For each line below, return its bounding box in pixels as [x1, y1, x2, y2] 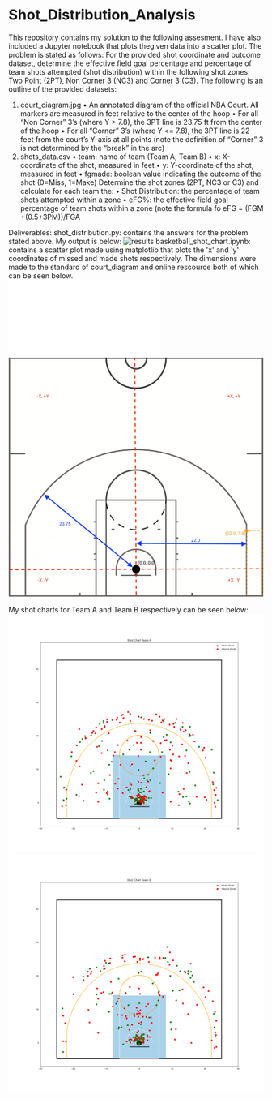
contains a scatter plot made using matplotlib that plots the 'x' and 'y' [8, 245, 240, 255]
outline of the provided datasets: [8, 84, 117, 94]
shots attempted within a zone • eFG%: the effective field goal [19, 195, 228, 204]
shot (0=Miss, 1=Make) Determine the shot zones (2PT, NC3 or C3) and [19, 177, 259, 187]
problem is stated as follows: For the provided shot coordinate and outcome [8, 49, 261, 59]
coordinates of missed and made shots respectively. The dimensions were [8, 253, 257, 263]
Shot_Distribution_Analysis [8, 6, 196, 24]
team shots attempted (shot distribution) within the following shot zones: [8, 67, 250, 76]
